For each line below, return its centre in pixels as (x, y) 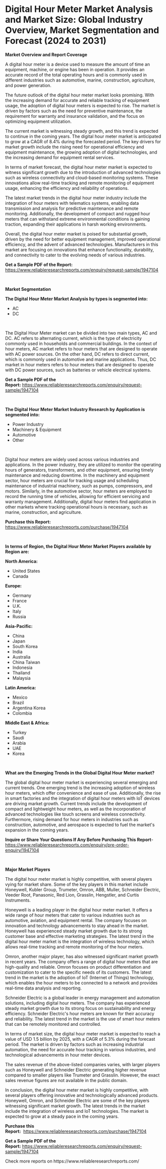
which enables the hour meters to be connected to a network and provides (81, 983)
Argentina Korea (29, 708)
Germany (22, 595)
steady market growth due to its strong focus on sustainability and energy (81, 1008)
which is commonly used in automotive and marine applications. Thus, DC (81, 359)
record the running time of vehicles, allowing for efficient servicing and (78, 496)
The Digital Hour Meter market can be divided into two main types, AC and (81, 333)
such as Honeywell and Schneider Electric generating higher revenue (76, 1070)
